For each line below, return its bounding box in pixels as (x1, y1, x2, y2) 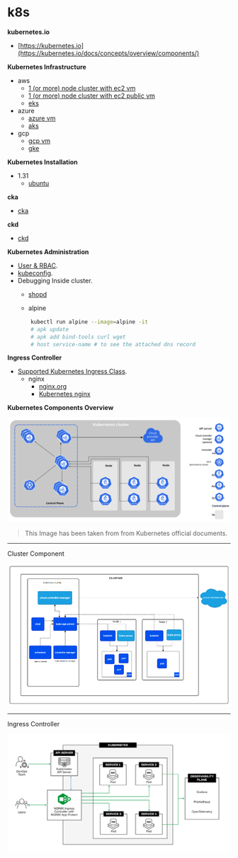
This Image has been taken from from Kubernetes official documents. (24, 529, 228, 537)
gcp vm (28, 136, 51, 145)
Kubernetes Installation (7, 157, 78, 166)
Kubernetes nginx (38, 390, 91, 399)
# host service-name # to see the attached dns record (30, 341, 196, 348)
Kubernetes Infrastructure (7, 62, 86, 71)
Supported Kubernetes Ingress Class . (17, 367, 127, 376)
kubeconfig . (17, 268, 53, 277)
